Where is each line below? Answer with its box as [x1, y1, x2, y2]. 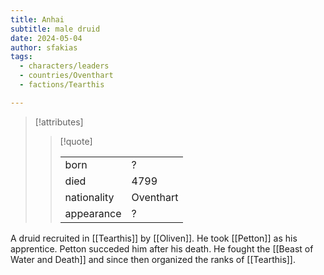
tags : [10, 52, 33, 62]
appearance [64, 206, 122, 220]
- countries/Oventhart [19, 71, 114, 81]
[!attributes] [34, 116, 84, 128]
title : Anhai [10, 14, 65, 25]
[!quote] [59, 135, 93, 147]
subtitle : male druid [10, 24, 101, 34]
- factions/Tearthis [19, 80, 105, 90]
